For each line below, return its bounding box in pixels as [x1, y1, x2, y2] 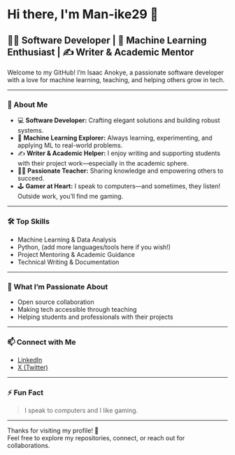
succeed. [17, 174, 45, 183]
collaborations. [7, 442, 50, 450]
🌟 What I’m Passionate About [7, 282, 108, 291]
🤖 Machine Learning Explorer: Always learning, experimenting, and [17, 133, 213, 143]
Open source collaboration [17, 298, 94, 306]
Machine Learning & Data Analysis [17, 235, 117, 244]
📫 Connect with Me [7, 337, 76, 347]
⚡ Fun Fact [7, 388, 44, 397]
